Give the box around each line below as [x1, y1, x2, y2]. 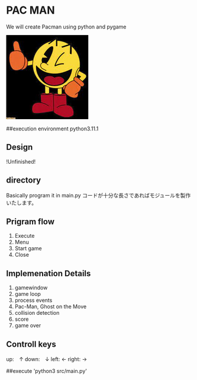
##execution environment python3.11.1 [6, 125, 99, 132]
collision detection [14, 309, 60, 317]
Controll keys [6, 339, 56, 349]
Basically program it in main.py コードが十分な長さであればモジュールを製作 [6, 191, 191, 199]
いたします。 [6, 199, 37, 206]
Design [6, 142, 33, 152]
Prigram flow [6, 216, 55, 226]
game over [14, 322, 41, 329]
